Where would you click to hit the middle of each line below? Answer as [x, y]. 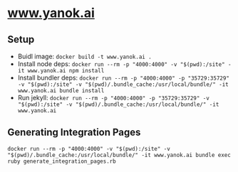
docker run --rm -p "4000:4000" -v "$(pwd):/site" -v [89, 149]
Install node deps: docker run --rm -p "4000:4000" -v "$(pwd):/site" [121, 64]
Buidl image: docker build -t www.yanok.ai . [84, 56]
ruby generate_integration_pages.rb [62, 161]
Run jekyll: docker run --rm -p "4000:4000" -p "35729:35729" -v [114, 98]
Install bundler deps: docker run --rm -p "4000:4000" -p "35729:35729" [124, 77]
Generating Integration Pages [74, 133]
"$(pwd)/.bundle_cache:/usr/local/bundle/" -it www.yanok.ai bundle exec [119, 155]
